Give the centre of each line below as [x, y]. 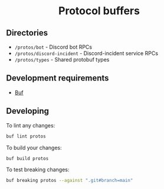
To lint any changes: [31, 125]
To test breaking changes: [38, 169]
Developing [27, 111]
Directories [27, 33]
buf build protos [27, 158]
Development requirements [58, 78]
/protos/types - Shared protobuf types [62, 60]
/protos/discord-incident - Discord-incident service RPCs [86, 53]
